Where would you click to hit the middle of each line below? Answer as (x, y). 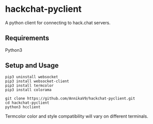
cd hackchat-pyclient (27, 103)
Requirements (27, 38)
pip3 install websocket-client (37, 81)
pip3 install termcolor (30, 85)
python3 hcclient (23, 107)
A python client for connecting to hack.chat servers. (58, 23)
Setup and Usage (32, 66)
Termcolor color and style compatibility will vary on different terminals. (77, 116)
